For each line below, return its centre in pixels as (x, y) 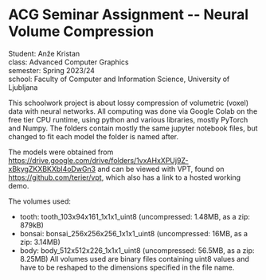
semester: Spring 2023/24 (52, 70)
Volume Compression (81, 31)
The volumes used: (40, 201)
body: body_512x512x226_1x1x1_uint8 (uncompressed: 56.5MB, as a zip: (137, 250)
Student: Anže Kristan (44, 53)
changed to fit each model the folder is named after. (94, 136)
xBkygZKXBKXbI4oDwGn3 (52, 169)
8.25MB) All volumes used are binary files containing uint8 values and (134, 259)
